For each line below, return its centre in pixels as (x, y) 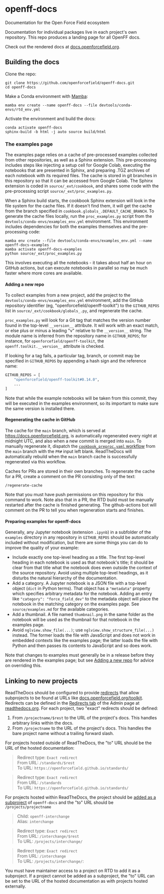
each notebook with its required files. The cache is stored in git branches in (81, 176)
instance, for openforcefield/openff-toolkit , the (55, 341)
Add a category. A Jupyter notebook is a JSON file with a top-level (79, 583)
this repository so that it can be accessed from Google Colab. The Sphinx (79, 181)
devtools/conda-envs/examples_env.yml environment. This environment (77, 222)
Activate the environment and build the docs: (50, 118)
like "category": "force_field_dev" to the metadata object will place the (85, 599)
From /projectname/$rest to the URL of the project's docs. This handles (84, 717)
